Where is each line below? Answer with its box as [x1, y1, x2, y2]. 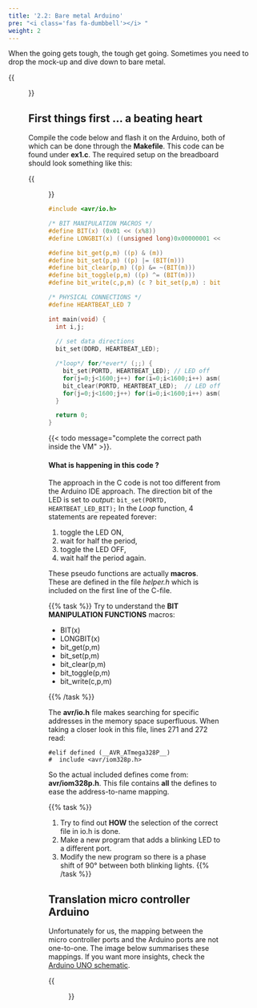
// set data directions [55, 338, 135, 346]
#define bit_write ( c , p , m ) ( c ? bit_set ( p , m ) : [48, 278, 207, 287]
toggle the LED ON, [59, 527, 124, 538]
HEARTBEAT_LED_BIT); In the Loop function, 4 [48, 503, 194, 514]
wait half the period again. [59, 553, 147, 563]
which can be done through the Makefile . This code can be [28, 141, 224, 151]
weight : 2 [8, 26, 42, 35]
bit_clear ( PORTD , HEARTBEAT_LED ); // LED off [62, 382, 221, 390]
